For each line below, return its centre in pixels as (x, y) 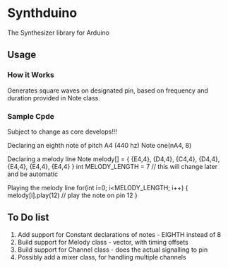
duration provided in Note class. (54, 98)
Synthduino (42, 13)
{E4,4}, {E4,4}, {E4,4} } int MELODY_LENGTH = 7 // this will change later (112, 166)
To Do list (28, 217)
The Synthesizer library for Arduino (58, 33)
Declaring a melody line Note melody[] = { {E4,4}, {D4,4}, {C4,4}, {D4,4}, (114, 159)
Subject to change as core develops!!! (62, 132)
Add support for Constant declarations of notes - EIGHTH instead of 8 (119, 234)
